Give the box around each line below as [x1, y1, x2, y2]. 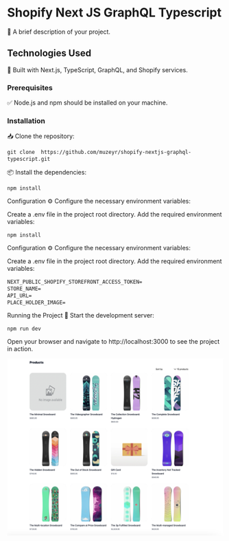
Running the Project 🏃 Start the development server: [7, 311, 154, 320]
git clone [7, 149, 36, 156]
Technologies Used [7, 47, 91, 59]
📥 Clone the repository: [7, 132, 75, 140]
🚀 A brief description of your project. [7, 27, 111, 36]
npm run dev [7, 325, 41, 333]
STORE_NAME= [7, 285, 41, 293]
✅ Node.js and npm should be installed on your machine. [7, 98, 168, 107]
